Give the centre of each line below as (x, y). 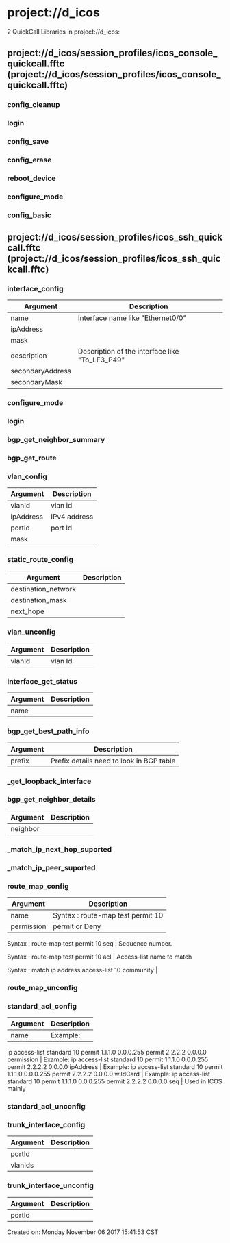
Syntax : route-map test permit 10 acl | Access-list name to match (100, 957)
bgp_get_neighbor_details (51, 800)
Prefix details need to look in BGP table (113, 761)
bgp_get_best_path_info (48, 731)
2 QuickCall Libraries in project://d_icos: (64, 32)
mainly (16, 1089)
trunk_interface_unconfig (51, 1185)
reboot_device (31, 178)
